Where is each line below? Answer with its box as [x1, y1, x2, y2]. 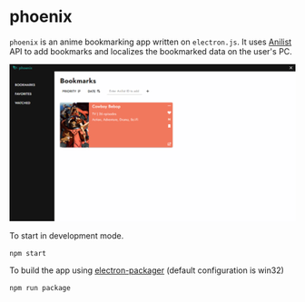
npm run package [9, 284, 71, 293]
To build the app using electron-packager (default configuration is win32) [9, 265, 284, 276]
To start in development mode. [9, 230, 124, 241]
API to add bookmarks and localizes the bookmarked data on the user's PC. [9, 45, 292, 56]
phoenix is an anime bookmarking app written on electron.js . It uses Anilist [9, 36, 292, 47]
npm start [9, 249, 47, 258]
